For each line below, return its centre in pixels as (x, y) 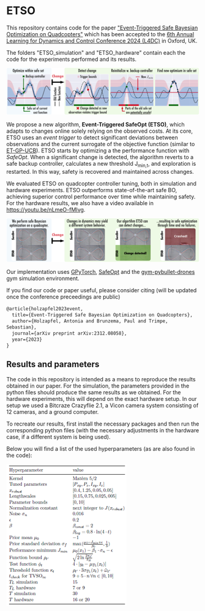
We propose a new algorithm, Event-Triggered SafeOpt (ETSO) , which (95, 125)
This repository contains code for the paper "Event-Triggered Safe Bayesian (102, 28)
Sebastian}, (21, 327)
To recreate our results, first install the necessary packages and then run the (103, 424)
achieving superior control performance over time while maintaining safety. (101, 197)
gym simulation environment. (43, 278)
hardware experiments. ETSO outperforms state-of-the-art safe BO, (92, 190)
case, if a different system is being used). (58, 437)
